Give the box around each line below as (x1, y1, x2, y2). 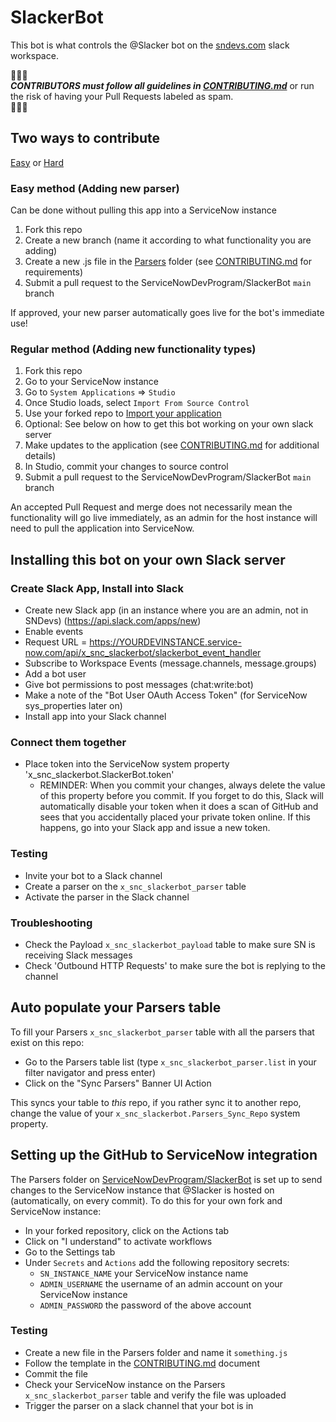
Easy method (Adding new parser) (10, 181, 180, 195)
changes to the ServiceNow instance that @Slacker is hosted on (10, 1184, 275, 1196)
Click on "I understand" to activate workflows (24, 1235, 213, 1247)
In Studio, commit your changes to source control (24, 461, 229, 473)
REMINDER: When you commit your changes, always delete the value (39, 779, 326, 791)
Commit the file (24, 1367, 88, 1380)
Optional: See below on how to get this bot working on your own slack (24, 418, 314, 430)
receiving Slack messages (24, 949, 133, 961)
